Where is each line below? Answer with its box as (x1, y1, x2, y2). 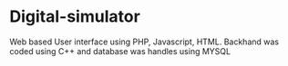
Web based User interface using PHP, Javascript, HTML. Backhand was (9, 36, 280, 47)
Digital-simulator (9, 6, 141, 27)
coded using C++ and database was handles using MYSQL (9, 45, 231, 56)
